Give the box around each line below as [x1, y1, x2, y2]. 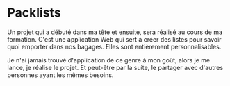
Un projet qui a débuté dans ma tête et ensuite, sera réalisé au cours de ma [7, 28, 223, 36]
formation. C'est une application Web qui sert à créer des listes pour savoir [7, 35, 222, 43]
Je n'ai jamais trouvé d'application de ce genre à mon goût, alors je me [7, 55, 211, 64]
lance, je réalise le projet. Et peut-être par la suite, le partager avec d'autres [7, 63, 224, 71]
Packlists [7, 5, 61, 21]
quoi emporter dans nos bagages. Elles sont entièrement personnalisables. [7, 42, 222, 51]
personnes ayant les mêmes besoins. [7, 71, 114, 79]
